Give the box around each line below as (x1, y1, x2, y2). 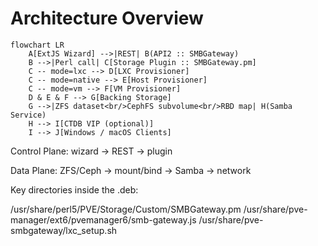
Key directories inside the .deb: (10, 183, 139, 196)
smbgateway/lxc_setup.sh (10, 224, 118, 236)
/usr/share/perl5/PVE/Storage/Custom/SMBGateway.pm (10, 203, 242, 215)
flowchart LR (10, 40, 65, 50)
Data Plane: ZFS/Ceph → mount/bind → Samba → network (10, 164, 252, 176)
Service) (10, 110, 47, 120)
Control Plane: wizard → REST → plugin (10, 145, 173, 157)
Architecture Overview (10, 7, 204, 30)
